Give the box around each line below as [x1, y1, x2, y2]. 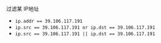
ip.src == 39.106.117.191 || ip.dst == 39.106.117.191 [14, 31, 156, 37]
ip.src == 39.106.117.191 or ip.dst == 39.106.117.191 [14, 24, 156, 30]
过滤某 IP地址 [6, 5, 39, 12]
